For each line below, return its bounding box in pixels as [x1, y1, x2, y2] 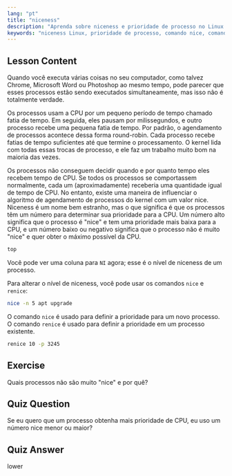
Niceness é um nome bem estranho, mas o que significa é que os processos [7, 203, 225, 212]
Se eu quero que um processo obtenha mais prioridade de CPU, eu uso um [7, 416, 221, 425]
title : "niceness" [7, 17, 60, 24]
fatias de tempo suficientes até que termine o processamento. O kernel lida [7, 138, 222, 147]
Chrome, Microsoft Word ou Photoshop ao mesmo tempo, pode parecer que [7, 81, 224, 89]
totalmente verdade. [7, 95, 64, 104]
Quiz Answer [7, 443, 64, 455]
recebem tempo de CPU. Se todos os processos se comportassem [7, 174, 197, 182]
